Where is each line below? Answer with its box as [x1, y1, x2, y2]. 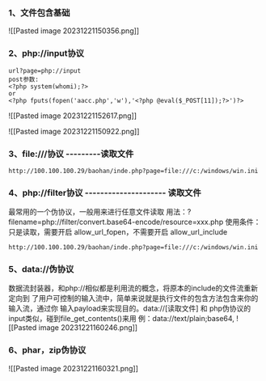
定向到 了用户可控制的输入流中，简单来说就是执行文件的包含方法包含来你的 [8, 294, 259, 303]
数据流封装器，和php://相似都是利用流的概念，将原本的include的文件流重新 [8, 283, 259, 293]
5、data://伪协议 [8, 264, 74, 275]
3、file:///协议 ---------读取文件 [8, 148, 134, 159]
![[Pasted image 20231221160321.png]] [8, 363, 139, 373]
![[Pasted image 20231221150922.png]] [8, 126, 140, 136]
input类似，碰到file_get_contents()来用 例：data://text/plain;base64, [8, 314, 234, 324]
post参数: [8, 75, 39, 83]
